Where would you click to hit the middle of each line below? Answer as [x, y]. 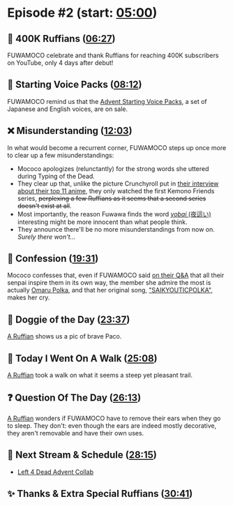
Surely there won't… [46, 237]
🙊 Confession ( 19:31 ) [53, 259]
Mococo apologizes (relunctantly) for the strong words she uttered [113, 168]
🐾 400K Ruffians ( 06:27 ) [62, 39]
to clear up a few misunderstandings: [61, 155]
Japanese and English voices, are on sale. [67, 109]
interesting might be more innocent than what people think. [102, 222]
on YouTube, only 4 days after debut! [60, 63]
